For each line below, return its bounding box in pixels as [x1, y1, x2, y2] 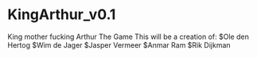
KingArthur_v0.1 [7, 6, 116, 24]
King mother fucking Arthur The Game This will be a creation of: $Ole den [7, 32, 250, 41]
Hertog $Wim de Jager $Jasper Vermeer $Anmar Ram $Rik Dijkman [7, 40, 232, 49]
